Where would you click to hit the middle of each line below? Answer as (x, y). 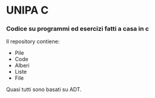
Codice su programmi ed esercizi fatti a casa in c (78, 29)
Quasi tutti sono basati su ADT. (44, 90)
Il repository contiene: (33, 41)
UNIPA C (27, 10)
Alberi (22, 66)
